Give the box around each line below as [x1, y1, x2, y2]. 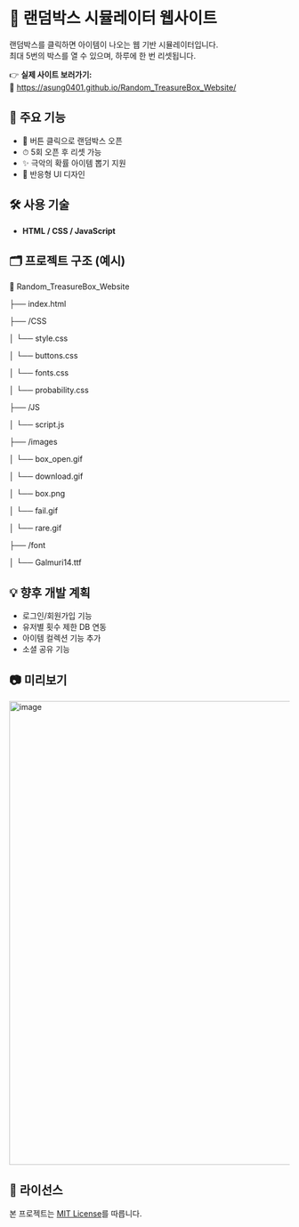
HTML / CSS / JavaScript [21, 225, 116, 236]
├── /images [9, 437, 58, 448]
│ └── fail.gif [9, 505, 59, 516]
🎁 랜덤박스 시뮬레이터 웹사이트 [9, 8, 218, 28]
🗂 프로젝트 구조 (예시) [9, 253, 126, 268]
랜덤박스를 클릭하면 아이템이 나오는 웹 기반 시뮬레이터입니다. [9, 39, 219, 50]
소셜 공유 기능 [21, 644, 70, 655]
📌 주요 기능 [9, 110, 67, 125]
